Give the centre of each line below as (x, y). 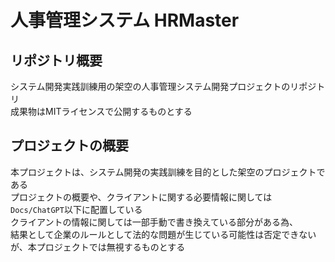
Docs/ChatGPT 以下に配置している (76, 209)
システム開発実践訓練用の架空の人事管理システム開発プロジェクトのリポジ (163, 86)
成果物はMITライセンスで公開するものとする (101, 111)
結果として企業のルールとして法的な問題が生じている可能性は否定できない (163, 234)
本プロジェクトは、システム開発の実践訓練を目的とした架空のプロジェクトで (168, 172)
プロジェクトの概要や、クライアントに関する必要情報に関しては (141, 197)
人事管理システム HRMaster (125, 20)
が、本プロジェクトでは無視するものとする (98, 247)
